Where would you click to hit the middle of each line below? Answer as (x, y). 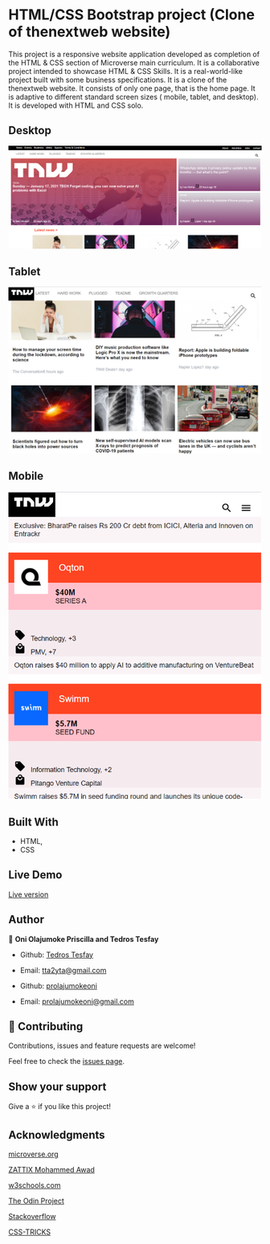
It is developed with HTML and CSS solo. (76, 105)
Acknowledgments (57, 1135)
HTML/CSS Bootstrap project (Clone (132, 15)
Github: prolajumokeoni (59, 985)
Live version (29, 894)
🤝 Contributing (46, 1026)
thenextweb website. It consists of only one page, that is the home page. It (132, 88)
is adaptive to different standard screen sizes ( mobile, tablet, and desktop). (133, 96)
